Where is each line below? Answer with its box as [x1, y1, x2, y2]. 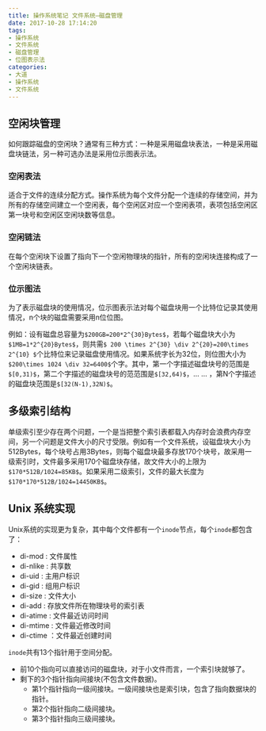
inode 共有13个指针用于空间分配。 [8, 647, 117, 656]
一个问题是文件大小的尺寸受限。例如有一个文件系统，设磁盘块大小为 [28, 437, 251, 446]
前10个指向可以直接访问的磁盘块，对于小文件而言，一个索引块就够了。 [19, 664, 249, 674]
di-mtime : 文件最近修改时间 [19, 620, 111, 630]
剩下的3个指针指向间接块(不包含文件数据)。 [19, 674, 161, 683]
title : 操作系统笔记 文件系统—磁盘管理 [8, 11, 123, 20]
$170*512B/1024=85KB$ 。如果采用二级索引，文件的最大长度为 [8, 466, 204, 476]
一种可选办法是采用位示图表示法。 [49, 149, 161, 159]
